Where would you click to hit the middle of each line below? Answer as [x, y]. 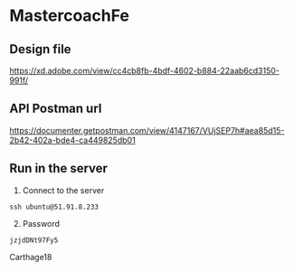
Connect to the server [63, 190]
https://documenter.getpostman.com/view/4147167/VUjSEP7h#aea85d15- [147, 130]
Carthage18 [31, 257]
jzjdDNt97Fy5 [34, 240]
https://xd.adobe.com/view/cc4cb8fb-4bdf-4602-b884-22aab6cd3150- [145, 70]
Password [41, 223]
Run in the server [59, 168]
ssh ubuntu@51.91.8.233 [54, 207]
